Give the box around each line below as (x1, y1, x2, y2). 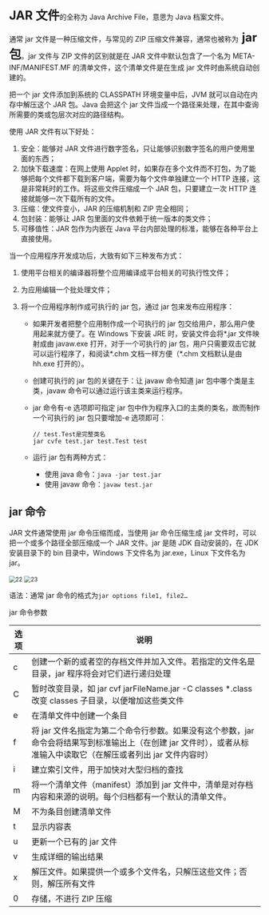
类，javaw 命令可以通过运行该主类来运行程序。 (32, 386, 187, 395)
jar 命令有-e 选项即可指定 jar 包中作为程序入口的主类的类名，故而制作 (32, 403, 260, 412)
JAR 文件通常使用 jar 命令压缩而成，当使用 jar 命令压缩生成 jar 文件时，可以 (9, 528, 257, 537)
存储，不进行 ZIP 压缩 (31, 893, 113, 904)
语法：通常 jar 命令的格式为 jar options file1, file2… (9, 590, 188, 600)
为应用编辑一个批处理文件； (20, 285, 113, 294)
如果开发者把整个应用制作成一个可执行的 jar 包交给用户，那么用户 (32, 319, 248, 328)
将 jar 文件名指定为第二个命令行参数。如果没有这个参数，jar (31, 724, 255, 736)
